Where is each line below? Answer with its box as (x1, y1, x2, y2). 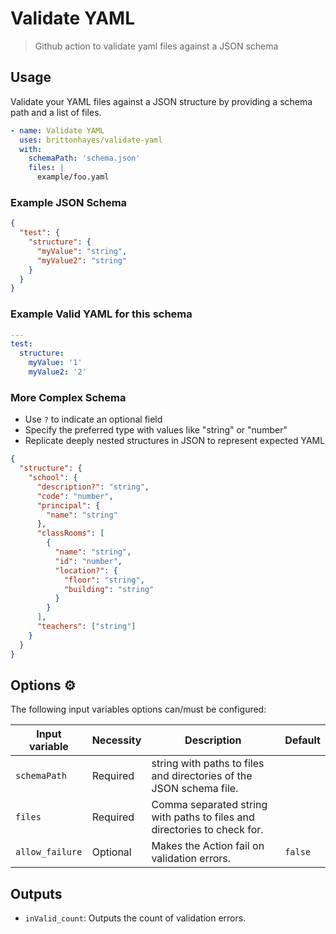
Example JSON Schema (10, 195, 128, 209)
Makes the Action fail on (151, 839, 265, 853)
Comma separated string (151, 798, 268, 812)
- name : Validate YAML (10, 125, 105, 136)
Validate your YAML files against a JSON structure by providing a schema (10, 95, 313, 107)
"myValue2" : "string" (36, 255, 128, 266)
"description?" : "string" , (36, 482, 150, 492)
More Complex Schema (10, 390, 127, 404)
